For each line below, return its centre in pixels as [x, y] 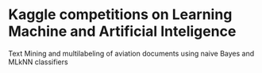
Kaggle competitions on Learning [120, 15]
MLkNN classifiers [39, 62]
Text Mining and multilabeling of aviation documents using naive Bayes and [131, 53]
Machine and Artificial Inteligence [122, 31]
